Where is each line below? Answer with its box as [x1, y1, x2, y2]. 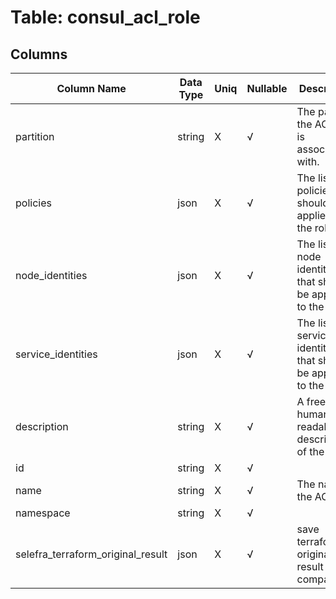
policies [15, 196, 52, 210]
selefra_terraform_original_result [15, 547, 168, 561]
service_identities [15, 347, 98, 361]
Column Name [56, 82, 127, 95]
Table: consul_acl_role [10, 6, 201, 29]
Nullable [246, 82, 288, 95]
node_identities [15, 269, 88, 282]
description [15, 420, 69, 433]
